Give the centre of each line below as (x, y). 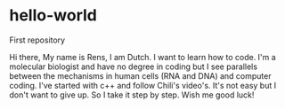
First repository (37, 40)
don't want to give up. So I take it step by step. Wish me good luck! (132, 95)
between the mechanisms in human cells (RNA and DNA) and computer (140, 75)
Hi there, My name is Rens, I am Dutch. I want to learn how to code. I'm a (142, 57)
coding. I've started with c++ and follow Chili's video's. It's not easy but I (143, 85)
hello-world (53, 16)
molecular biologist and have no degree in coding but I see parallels (134, 66)
